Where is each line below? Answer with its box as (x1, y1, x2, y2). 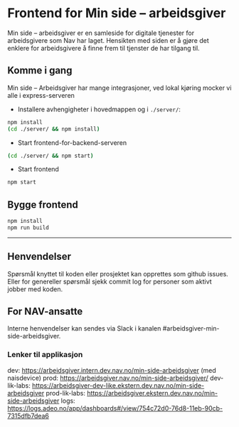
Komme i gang (7, 64, 73, 76)
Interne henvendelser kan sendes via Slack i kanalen (7, 324, 161, 333)
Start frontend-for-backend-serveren (17, 138, 127, 147)
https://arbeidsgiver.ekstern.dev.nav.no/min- (86, 388, 218, 397)
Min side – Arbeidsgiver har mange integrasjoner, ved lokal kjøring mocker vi (7, 84, 232, 92)
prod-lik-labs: (46, 388, 85, 397)
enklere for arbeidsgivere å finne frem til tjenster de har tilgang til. (7, 44, 201, 52)
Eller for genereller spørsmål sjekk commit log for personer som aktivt (7, 277, 212, 286)
